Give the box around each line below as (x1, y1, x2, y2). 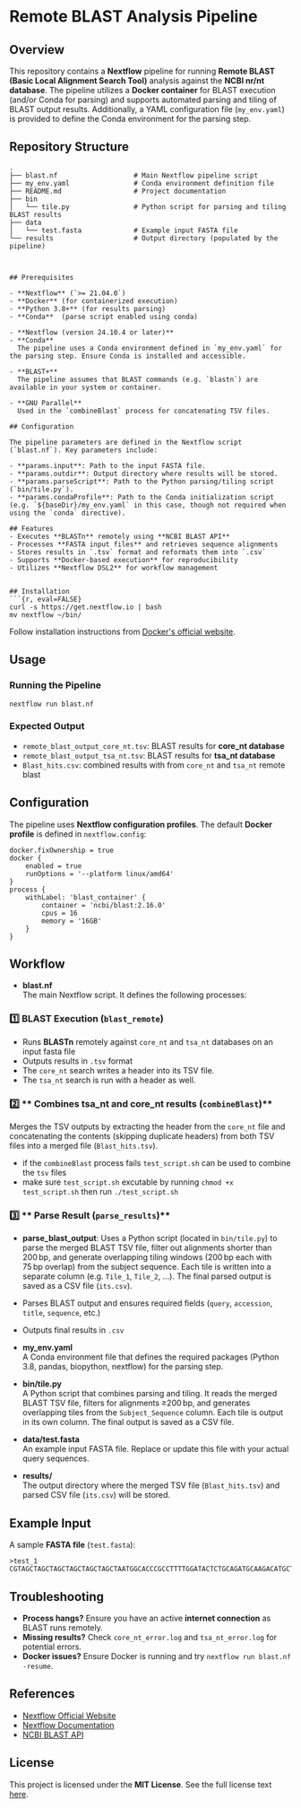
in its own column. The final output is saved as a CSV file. (21, 1417, 235, 1428)
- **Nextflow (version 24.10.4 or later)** (9, 327, 175, 337)
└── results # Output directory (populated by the (9, 233, 279, 243)
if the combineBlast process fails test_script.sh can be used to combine (21, 1158, 291, 1169)
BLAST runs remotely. (21, 1621, 103, 1633)
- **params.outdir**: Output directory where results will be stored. (9, 469, 279, 478)
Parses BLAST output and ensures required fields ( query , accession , (21, 1298, 273, 1308)
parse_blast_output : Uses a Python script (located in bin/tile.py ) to (21, 1233, 278, 1244)
